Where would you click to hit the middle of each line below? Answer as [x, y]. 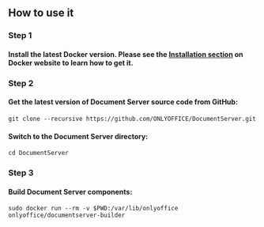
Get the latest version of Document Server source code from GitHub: [123, 102]
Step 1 [20, 36]
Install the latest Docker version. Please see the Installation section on [126, 54]
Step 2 [21, 83]
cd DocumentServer [38, 153]
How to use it [41, 13]
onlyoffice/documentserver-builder [67, 216]
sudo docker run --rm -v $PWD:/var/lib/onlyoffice [93, 209]
